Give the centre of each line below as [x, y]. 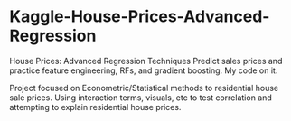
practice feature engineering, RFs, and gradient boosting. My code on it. [144, 70]
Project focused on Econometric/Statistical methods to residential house [144, 88]
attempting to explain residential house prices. [95, 107]
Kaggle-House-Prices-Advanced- [140, 17]
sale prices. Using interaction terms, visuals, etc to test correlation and [141, 98]
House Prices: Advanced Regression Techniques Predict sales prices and [146, 60]
